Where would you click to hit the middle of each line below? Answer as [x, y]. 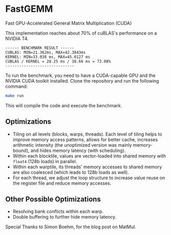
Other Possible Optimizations [53, 199]
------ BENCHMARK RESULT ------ [40, 48]
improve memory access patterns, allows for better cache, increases [85, 140]
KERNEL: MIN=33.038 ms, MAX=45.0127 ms [48, 57]
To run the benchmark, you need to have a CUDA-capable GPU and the [80, 75]
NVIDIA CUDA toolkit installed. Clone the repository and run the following [82, 81]
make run [15, 95]
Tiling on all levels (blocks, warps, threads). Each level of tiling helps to [87, 134]
